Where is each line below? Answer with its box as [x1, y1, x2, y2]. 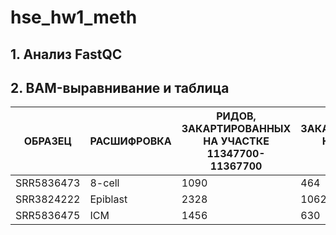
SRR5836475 [15, 209, 81, 223]
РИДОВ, [216, 109, 257, 123]
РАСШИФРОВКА [89, 134, 172, 148]
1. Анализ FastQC [10, 46, 123, 63]
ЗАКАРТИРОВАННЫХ [181, 122, 292, 136]
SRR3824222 [15, 192, 81, 206]
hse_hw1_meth [10, 6, 138, 29]
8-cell [89, 176, 120, 190]
